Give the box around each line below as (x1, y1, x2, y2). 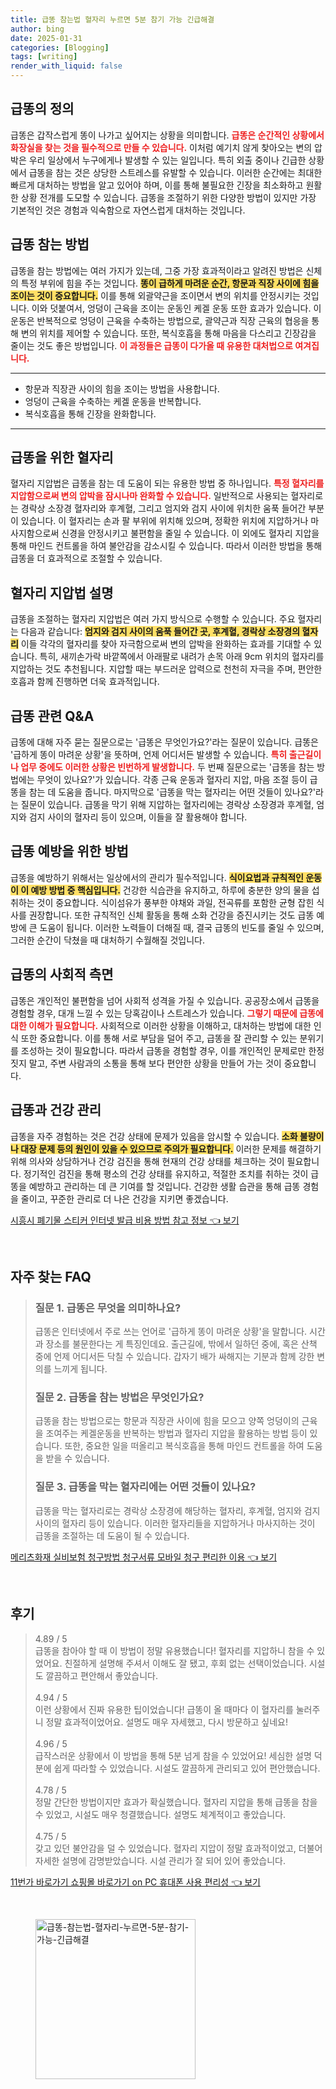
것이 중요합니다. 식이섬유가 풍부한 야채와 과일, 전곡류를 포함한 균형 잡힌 (36, 896, 315, 908)
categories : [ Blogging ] (10, 42, 110, 53)
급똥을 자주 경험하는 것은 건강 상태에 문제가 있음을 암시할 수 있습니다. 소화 (10, 1130, 298, 1142)
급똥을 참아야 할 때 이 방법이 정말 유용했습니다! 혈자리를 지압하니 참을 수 (34, 1644, 315, 1656)
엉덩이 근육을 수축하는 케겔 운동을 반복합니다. (24, 395, 202, 407)
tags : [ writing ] (10, 52, 78, 62)
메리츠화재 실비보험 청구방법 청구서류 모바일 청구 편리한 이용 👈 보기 (10, 1551, 278, 1563)
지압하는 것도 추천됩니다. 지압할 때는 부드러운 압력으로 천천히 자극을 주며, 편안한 (10, 663, 323, 675)
